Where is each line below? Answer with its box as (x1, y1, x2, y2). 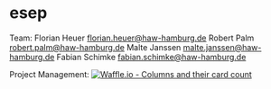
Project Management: (9, 68, 90, 79)
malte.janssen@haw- (182, 41, 262, 52)
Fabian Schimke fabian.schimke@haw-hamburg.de (56, 51, 247, 62)
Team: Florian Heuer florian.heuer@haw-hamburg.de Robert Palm (9, 32, 255, 43)
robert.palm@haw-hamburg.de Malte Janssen (9, 41, 182, 52)
